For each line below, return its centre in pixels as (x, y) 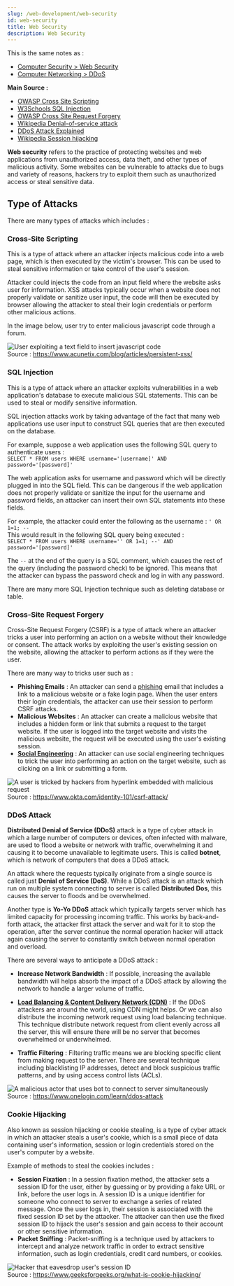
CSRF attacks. (38, 708)
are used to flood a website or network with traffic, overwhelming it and (110, 845)
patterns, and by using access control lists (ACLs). (90, 1075)
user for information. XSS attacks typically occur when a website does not (114, 290)
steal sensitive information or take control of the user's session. (98, 269)
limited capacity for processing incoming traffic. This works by (97, 917)
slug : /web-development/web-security (62, 14)
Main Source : (28, 88)
